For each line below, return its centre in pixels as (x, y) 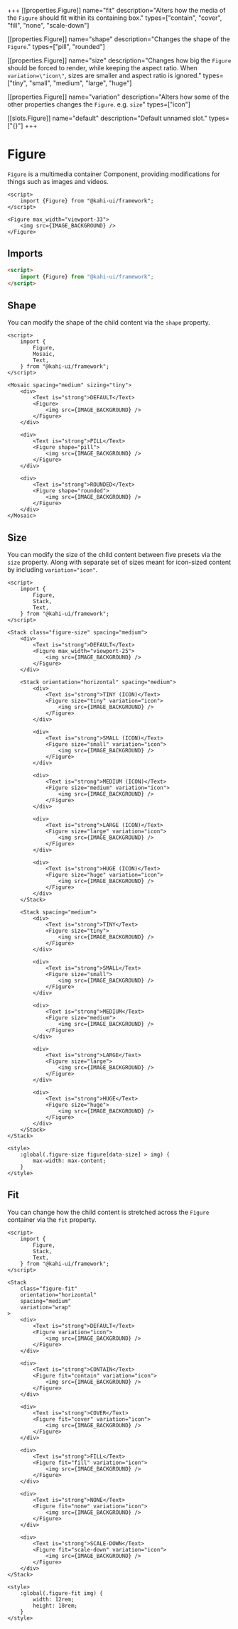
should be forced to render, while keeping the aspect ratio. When (102, 68)
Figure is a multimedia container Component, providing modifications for (114, 174)
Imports (25, 254)
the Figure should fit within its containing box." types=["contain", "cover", (115, 18)
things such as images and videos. (58, 181)
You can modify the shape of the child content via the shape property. (109, 323)
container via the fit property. (52, 1219)
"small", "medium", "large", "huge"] (80, 83)
